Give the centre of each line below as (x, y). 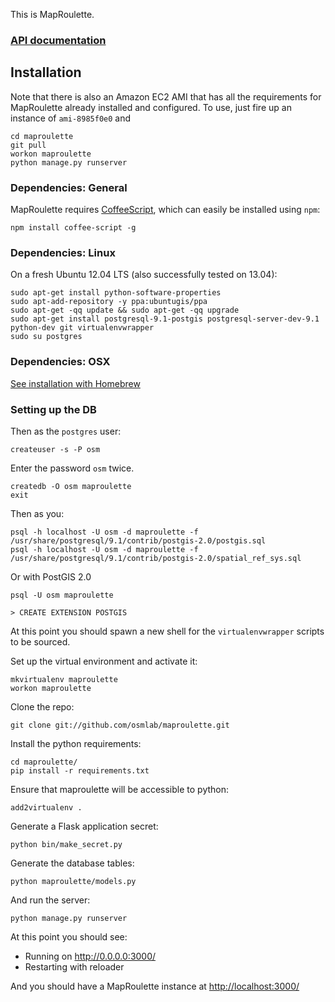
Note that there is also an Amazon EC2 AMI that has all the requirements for (166, 96)
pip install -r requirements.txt (80, 770)
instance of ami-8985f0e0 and (71, 118)
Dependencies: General (69, 187)
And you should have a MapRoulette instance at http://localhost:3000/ (155, 986)
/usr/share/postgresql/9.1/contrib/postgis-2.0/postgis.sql (138, 540)
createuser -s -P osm (55, 449)
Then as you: (37, 513)
